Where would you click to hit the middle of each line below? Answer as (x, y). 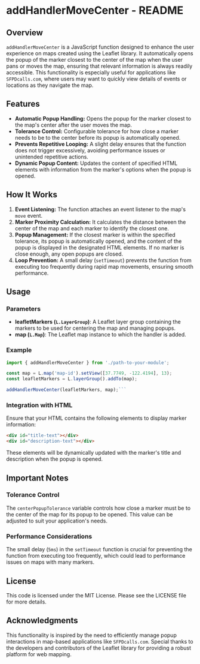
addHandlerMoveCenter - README (95, 10)
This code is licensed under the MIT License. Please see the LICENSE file (96, 595)
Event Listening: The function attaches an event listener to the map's (100, 209)
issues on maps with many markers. (50, 562)
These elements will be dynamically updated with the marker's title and (94, 453)
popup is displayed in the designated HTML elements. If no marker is (99, 247)
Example (19, 350)
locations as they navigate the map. (50, 85)
